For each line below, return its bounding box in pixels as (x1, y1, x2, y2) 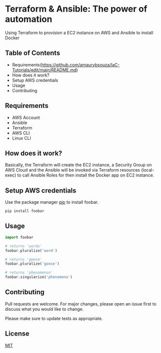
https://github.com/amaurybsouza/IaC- (41, 62, 120, 67)
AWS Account (12, 114, 40, 120)
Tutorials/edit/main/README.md (12, 67, 77, 73)
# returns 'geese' (5, 257, 42, 262)
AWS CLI (12, 130, 30, 136)
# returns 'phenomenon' (5, 270, 53, 275)
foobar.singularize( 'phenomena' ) (5, 275, 73, 280)
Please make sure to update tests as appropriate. (5, 315, 103, 321)
